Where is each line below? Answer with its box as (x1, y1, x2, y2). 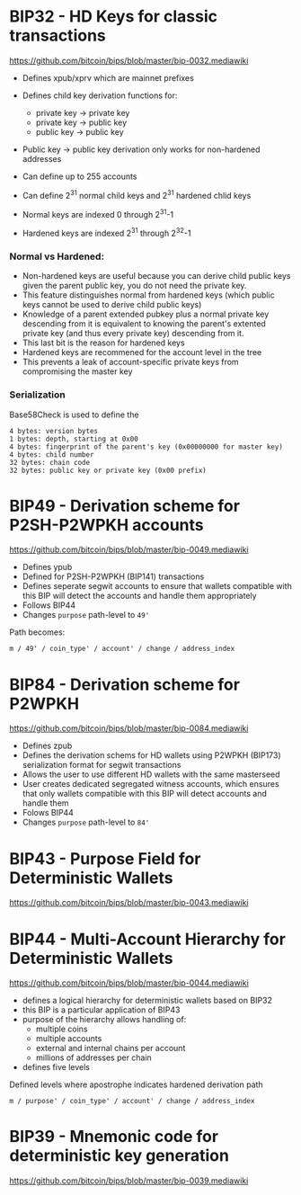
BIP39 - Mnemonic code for (9, 1127, 218, 1147)
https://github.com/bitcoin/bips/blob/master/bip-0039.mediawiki (9, 1175, 249, 1186)
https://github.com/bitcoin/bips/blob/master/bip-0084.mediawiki (9, 723, 249, 734)
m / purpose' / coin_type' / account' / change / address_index (9, 1097, 255, 1106)
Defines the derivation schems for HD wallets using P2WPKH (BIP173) (22, 750, 281, 761)
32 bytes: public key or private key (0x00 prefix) (9, 466, 207, 475)
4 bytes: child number (9, 450, 94, 459)
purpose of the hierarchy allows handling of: (22, 1014, 187, 1025)
